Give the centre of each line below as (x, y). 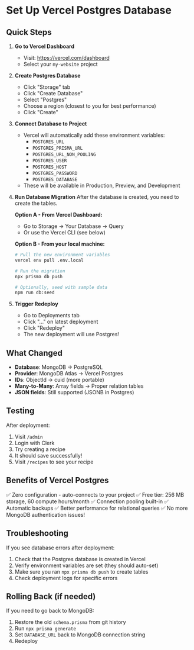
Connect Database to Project (51, 124)
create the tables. (36, 203)
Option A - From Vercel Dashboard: (58, 215)
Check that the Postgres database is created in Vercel (80, 559)
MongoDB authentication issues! (46, 514)
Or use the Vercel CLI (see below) (65, 232)
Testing (20, 411)
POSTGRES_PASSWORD (55, 173)
